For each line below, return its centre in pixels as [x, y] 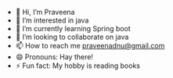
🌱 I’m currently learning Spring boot [73, 28]
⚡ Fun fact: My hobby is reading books [78, 66]
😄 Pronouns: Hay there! [54, 57]
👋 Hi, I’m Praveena [45, 12]
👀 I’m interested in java [52, 20]
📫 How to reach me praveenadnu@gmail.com [90, 46]
